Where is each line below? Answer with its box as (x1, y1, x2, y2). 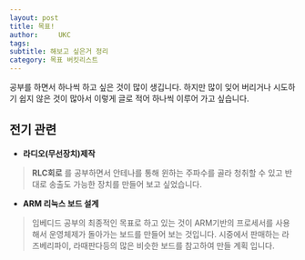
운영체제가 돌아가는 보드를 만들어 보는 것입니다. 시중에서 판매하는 (48, 228, 280, 239)
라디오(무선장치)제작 (22, 147, 96, 159)
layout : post (9, 13, 59, 23)
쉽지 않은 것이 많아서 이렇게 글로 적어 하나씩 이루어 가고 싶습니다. (18, 93, 249, 104)
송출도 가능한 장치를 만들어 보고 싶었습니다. (48, 178, 202, 189)
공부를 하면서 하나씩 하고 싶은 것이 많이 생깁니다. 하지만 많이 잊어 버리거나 (9, 82, 271, 92)
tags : (9, 38, 30, 48)
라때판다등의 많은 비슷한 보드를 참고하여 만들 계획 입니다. (73, 240, 275, 251)
